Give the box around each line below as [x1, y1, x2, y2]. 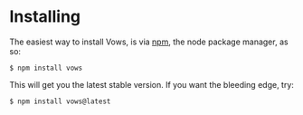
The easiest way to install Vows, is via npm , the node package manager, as [9, 36, 289, 47]
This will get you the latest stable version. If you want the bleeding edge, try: [9, 79, 294, 90]
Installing [9, 6, 81, 27]
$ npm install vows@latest [9, 97, 111, 106]
